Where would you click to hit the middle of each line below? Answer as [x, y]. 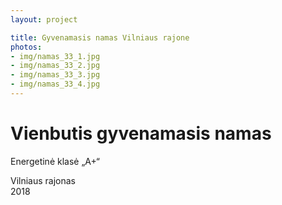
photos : [26, 47]
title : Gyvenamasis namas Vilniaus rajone [100, 37]
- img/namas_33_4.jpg [55, 84]
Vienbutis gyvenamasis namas [141, 133]
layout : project [44, 19]
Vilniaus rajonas [43, 180]
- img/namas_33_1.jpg [55, 56]
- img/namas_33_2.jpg [55, 66]
